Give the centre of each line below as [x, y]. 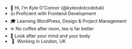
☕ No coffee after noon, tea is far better [52, 29]
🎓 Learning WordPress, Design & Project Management [68, 21]
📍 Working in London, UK [39, 41]
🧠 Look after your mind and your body [50, 36]
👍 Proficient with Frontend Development [53, 13]
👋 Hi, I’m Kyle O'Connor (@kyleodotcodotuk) [57, 8]
